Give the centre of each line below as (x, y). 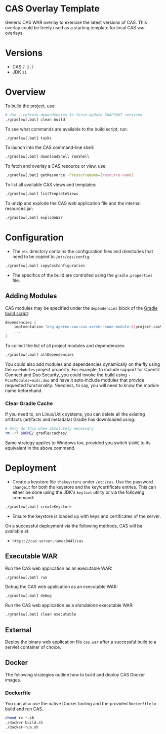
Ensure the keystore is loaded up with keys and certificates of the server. (86, 516)
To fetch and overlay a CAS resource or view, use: (56, 166)
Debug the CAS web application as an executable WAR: (62, 587)
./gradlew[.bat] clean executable (41, 614)
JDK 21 (20, 72)
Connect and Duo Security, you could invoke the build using (66, 375)
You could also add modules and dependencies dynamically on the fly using (83, 364)
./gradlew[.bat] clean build (35, 120)
